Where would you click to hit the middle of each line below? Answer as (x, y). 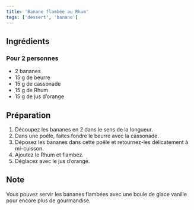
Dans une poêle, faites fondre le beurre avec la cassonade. (87, 136)
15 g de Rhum (31, 90)
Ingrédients (28, 41)
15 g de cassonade (38, 84)
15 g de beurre (32, 77)
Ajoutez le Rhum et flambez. (49, 155)
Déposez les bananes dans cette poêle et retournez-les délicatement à (101, 142)
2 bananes (28, 71)
